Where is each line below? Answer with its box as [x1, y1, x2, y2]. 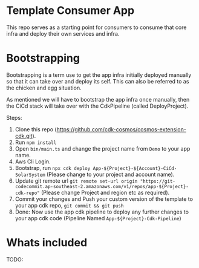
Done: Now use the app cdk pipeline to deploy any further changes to [15, 208, 189, 215]
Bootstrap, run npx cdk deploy [15, 164, 91, 171]
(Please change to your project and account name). [46, 171, 175, 178]
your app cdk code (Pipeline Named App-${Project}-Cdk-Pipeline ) [15, 214, 181, 221]
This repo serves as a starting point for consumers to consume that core [6, 24, 187, 31]
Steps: [6, 114, 22, 121]
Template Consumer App [6, 4, 135, 18]
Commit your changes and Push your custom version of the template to [15, 195, 194, 203]
